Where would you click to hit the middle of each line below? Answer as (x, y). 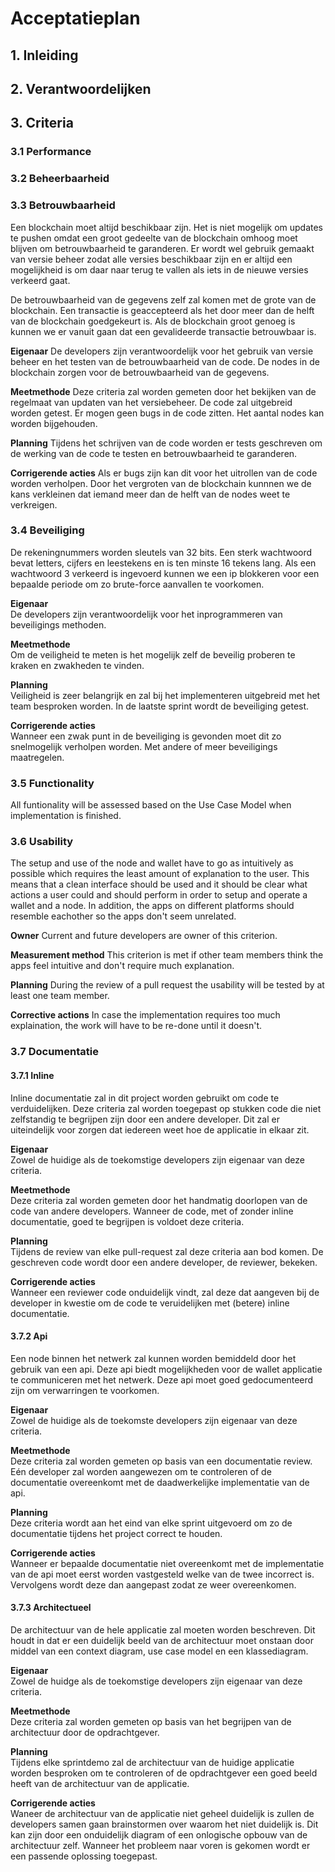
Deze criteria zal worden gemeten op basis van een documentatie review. (161, 1461)
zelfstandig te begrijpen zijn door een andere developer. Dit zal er (145, 1119)
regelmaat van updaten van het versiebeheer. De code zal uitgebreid (151, 402)
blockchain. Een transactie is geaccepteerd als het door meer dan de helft (162, 310)
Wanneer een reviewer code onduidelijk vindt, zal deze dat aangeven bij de (165, 1292)
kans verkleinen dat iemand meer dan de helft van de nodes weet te (150, 494)
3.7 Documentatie (54, 1052)
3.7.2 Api (29, 1336)
